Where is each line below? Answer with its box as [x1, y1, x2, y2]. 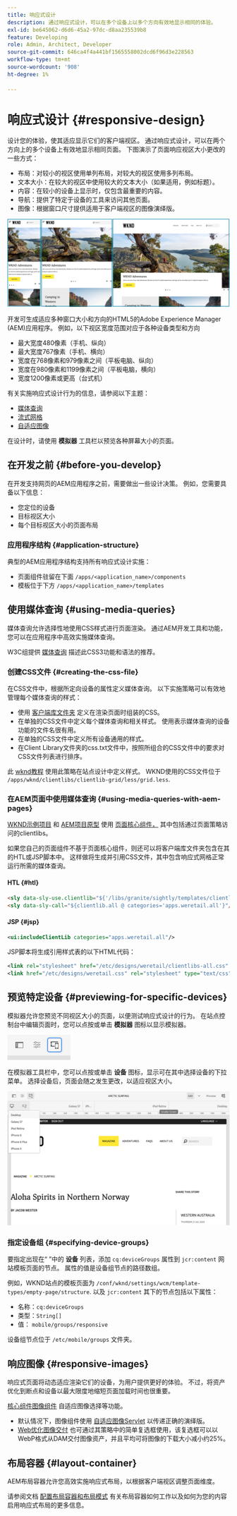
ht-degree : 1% [7, 71, 49, 78]
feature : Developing [7, 34, 68, 41]
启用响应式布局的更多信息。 [7, 1500, 88, 1509]
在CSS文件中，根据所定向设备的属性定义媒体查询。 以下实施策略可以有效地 [7, 684, 226, 693]
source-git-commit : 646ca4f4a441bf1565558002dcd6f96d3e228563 [7, 49, 194, 56]
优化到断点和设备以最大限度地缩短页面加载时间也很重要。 [7, 1387, 174, 1395]
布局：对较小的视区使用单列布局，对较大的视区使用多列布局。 [17, 169, 197, 178]
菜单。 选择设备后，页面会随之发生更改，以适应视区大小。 [7, 1077, 176, 1085]
